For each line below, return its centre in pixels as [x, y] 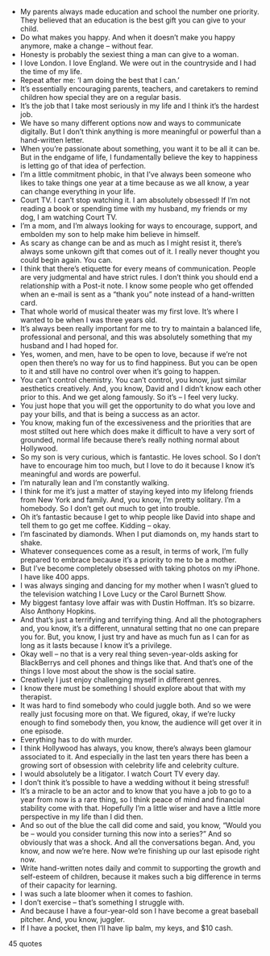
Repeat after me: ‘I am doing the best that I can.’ [100, 80]
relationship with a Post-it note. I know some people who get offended [137, 286]
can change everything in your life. [78, 191]
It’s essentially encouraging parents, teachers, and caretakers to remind [139, 89]
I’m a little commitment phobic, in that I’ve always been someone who [135, 174]
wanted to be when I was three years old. [89, 320]
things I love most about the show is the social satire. [108, 671]
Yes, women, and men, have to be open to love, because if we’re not [133, 354]
